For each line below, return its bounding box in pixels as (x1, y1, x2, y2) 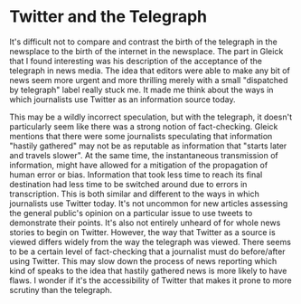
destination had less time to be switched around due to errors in (9, 178, 248, 189)
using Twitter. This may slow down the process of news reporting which (9, 255, 277, 266)
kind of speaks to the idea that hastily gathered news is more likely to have (9, 265, 287, 276)
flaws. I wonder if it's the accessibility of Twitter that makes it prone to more (9, 274, 292, 286)
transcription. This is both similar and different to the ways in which (9, 188, 259, 199)
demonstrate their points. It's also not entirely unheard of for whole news (9, 217, 281, 228)
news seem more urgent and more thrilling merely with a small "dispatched (9, 74, 288, 85)
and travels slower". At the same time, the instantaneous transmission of (9, 149, 278, 160)
